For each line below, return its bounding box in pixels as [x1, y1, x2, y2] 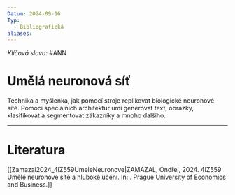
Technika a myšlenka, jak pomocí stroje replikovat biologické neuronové [7, 96, 215, 105]
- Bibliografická [13, 23, 64, 30]
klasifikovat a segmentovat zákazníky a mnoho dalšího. [7, 111, 166, 120]
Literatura [7, 143, 66, 158]
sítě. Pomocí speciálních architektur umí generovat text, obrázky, [7, 104, 194, 113]
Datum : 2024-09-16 [7, 10, 61, 17]
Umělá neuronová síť [7, 73, 131, 89]
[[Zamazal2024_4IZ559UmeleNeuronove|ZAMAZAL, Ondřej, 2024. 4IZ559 [7, 166, 222, 174]
